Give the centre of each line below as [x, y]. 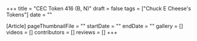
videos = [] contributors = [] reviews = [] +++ [62, 32]
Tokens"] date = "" [29, 15]
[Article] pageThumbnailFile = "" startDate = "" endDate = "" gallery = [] [95, 26]
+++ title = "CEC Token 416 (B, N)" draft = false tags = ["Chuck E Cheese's [99, 8]
